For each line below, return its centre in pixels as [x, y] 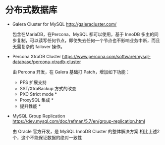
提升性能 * [30, 106]
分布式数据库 [31, 10]
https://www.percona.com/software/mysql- [106, 56]
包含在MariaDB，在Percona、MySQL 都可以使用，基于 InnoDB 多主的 [83, 34]
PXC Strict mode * [38, 94]
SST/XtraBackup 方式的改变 [48, 88]
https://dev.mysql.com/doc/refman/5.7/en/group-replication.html [79, 121]
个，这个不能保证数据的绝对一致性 [47, 137]
